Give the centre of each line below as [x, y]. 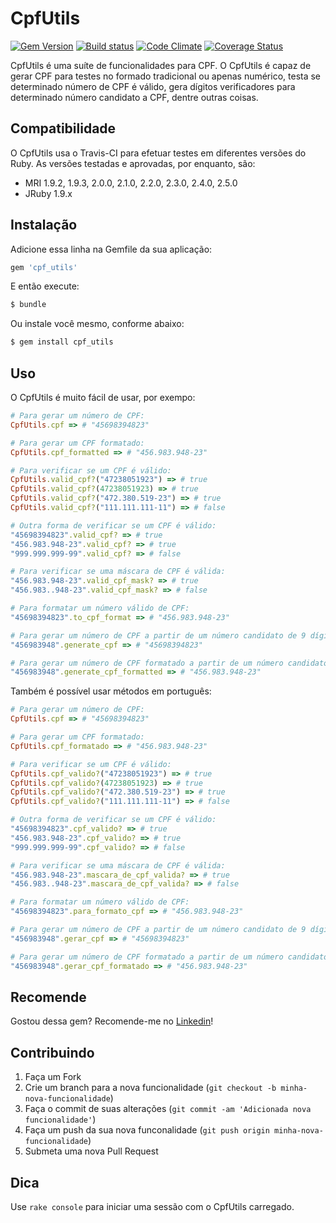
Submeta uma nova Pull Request [91, 1151]
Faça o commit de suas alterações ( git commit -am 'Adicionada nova [168, 1109]
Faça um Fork [53, 1077]
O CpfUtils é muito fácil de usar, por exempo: [103, 397]
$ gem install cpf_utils [62, 342]
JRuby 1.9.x [48, 193]
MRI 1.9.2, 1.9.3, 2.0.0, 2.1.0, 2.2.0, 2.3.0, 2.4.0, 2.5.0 [131, 183]
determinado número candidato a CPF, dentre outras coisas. [134, 97]
